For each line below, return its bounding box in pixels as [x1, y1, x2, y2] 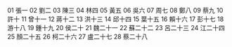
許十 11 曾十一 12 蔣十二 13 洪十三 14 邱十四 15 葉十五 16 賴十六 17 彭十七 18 [7, 15, 224, 23]
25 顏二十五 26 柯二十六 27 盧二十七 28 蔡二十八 [7, 32, 148, 41]
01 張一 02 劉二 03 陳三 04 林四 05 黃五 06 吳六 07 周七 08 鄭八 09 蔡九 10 [7, 6, 224, 14]
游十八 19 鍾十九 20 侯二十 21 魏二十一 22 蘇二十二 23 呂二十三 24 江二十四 [7, 24, 225, 32]
